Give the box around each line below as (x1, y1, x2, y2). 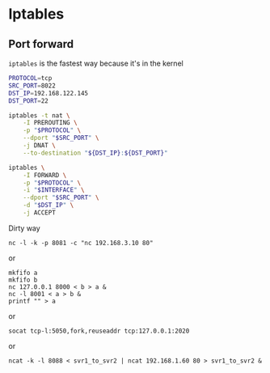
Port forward (8, 37, 74, 51)
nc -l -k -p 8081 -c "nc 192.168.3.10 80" (8, 239, 154, 247)
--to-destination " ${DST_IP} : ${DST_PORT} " (23, 149, 168, 157)
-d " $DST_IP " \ (23, 201, 74, 210)
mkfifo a (8, 269, 38, 277)
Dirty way (8, 223, 40, 233)
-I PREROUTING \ (23, 119, 78, 127)
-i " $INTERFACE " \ (23, 186, 85, 194)
